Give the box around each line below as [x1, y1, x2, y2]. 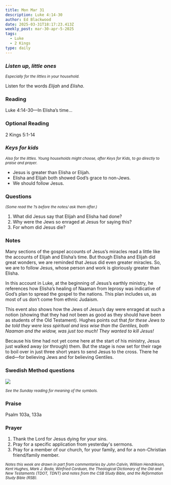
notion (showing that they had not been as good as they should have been [5, 312, 162, 318]
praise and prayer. [5, 160, 38, 165]
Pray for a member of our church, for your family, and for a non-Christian [12, 447, 166, 453]
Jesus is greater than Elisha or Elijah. [12, 169, 90, 175]
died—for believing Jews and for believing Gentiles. [5, 354, 114, 360]
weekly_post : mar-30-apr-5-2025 [5, 27, 74, 32]
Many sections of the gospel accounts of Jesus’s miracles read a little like [5, 249, 160, 255]
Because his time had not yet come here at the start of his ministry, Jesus [5, 338, 160, 344]
